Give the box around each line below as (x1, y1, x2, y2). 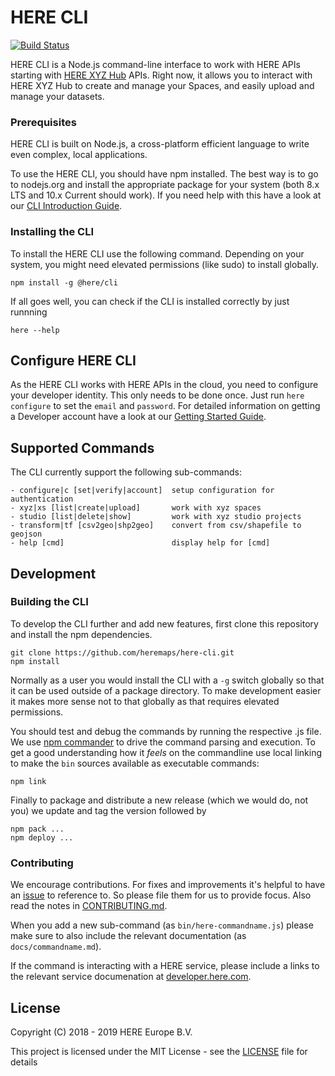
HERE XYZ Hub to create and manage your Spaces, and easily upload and (10, 79, 315, 91)
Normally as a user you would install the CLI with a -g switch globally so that (10, 674, 325, 686)
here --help (10, 325, 60, 335)
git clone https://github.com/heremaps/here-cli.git (10, 647, 235, 658)
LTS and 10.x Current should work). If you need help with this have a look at (10, 189, 322, 201)
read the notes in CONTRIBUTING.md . (10, 900, 168, 912)
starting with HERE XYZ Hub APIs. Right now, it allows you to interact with (10, 69, 313, 81)
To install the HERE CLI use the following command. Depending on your (10, 247, 305, 260)
